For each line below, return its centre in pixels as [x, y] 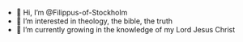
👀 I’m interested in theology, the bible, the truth [94, 21]
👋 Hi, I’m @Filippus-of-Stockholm [72, 13]
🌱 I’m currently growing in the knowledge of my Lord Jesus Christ [126, 29]
